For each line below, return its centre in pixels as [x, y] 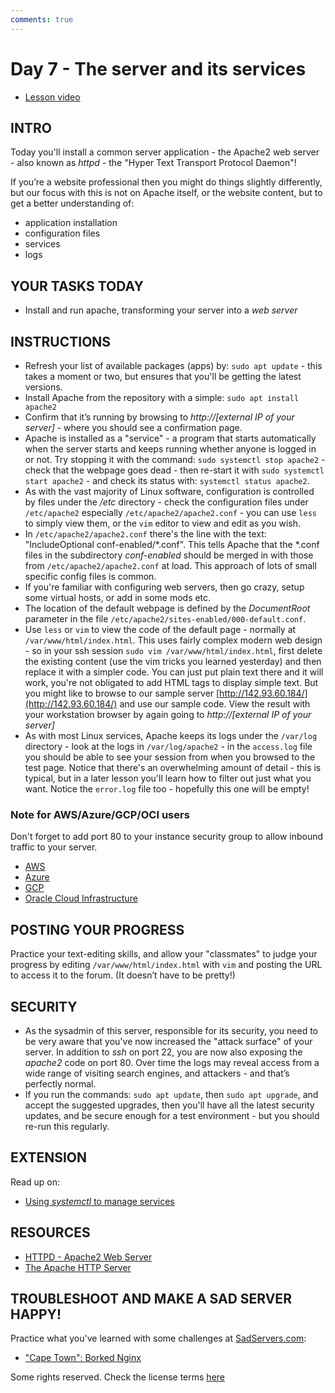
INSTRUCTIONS [61, 341]
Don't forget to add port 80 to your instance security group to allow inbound [167, 837]
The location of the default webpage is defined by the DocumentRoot [167, 608]
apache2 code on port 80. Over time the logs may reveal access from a [172, 1062]
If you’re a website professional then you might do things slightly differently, [166, 182]
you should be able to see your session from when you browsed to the [170, 757]
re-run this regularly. [67, 1126]
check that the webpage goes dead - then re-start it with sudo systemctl [174, 470]
